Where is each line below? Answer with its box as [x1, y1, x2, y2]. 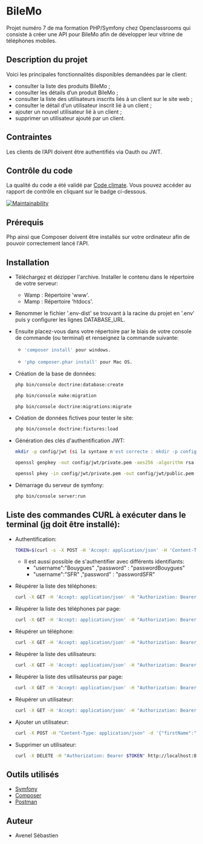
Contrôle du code [6, 165, 73, 176]
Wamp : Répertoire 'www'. [24, 291, 89, 299]
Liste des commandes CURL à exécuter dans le [6, 510, 186, 521]
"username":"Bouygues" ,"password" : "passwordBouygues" [33, 564, 185, 572]
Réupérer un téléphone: [14, 628, 74, 635]
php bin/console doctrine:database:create [14, 381, 124, 388]
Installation [6, 257, 50, 267]
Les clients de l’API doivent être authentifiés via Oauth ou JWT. [6, 148, 163, 155]
